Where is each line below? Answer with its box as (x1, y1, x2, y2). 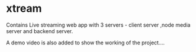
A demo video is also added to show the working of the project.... (6, 39, 165, 46)
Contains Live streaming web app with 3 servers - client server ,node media (6, 21, 191, 28)
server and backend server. (6, 27, 73, 34)
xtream (6, 2, 43, 15)
